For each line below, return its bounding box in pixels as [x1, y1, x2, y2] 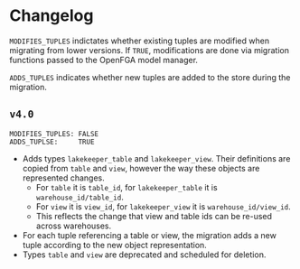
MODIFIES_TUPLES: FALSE [9, 129, 99, 138]
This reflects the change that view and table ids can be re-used [35, 210, 273, 221]
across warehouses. [35, 220, 112, 231]
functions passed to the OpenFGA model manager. [9, 54, 199, 65]
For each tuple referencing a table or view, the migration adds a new [22, 229, 277, 240]
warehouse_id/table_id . [35, 191, 124, 202]
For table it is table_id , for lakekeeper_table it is [35, 181, 219, 192]
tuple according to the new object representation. [22, 239, 208, 250]
